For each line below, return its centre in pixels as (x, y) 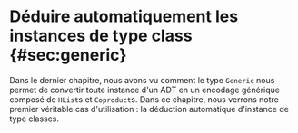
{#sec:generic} (68, 55)
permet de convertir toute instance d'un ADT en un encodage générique (144, 90)
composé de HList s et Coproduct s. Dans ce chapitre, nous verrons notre (144, 99)
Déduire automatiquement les (124, 17)
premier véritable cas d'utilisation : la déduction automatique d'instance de (149, 109)
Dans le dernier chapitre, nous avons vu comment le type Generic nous (142, 80)
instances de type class (101, 36)
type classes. (35, 119)
